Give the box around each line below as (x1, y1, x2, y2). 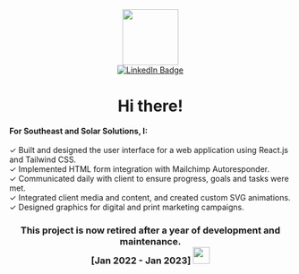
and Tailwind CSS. (9, 154, 77, 165)
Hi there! (117, 96, 184, 116)
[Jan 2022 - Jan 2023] (90, 254, 192, 267)
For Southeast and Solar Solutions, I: (9, 125, 148, 136)
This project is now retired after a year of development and (21, 224, 280, 236)
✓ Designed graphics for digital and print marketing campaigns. (9, 201, 244, 212)
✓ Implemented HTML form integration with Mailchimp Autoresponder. (9, 163, 270, 174)
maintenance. (119, 235, 182, 247)
